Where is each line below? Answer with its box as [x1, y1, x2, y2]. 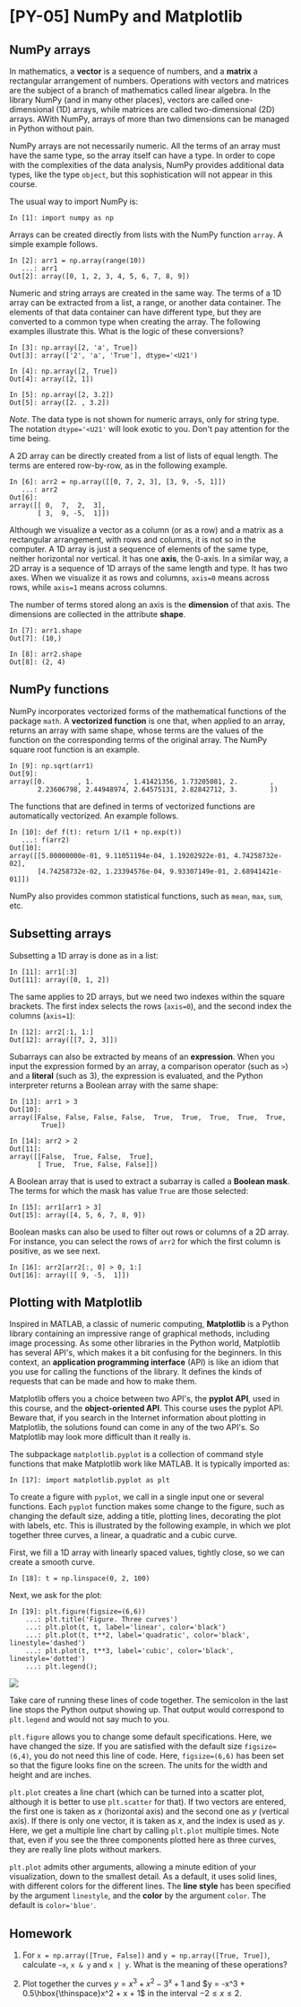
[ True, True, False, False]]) [37, 1160, 159, 1169]
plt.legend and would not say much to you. [9, 1714, 170, 1725]
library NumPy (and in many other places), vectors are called [9, 94, 234, 105]
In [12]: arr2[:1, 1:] [9, 1027, 94, 1037]
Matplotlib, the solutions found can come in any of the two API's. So [9, 1422, 260, 1433]
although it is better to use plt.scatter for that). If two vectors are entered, [9, 1797, 287, 1808]
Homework [9, 1925, 73, 1941]
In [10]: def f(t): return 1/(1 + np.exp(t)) [9, 827, 182, 836]
